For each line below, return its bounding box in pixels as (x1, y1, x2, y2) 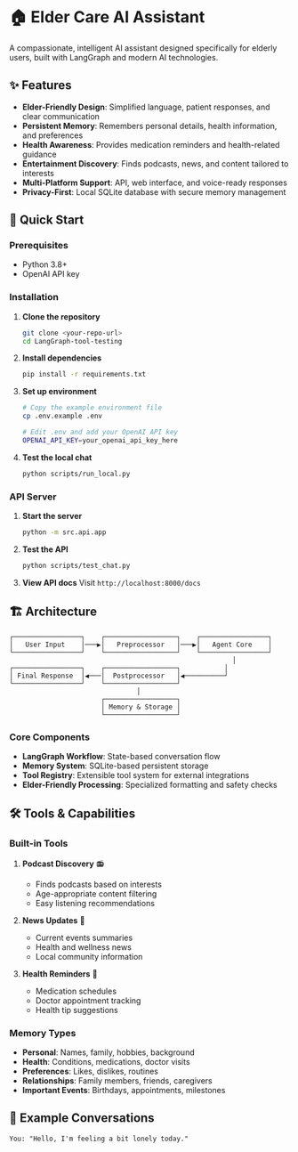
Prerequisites (9, 239, 68, 252)
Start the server (21, 511, 83, 522)
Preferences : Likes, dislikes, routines (21, 1066, 158, 1076)
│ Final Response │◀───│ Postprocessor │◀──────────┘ (9, 671, 229, 680)
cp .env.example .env (21, 411, 102, 421)
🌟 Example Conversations (9, 1110, 155, 1126)
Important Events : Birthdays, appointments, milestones (21, 1084, 226, 1095)
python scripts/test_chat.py (21, 561, 131, 570)
